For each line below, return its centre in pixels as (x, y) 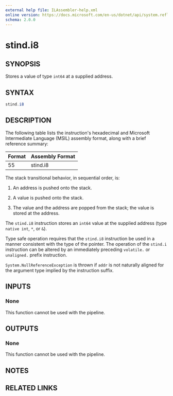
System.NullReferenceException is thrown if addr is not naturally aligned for (85, 265)
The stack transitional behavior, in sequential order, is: (63, 177)
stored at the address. (36, 213)
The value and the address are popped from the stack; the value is (83, 208)
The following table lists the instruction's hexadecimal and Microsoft (78, 133)
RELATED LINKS (31, 388)
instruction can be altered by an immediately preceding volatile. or (78, 249)
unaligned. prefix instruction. (36, 255)
